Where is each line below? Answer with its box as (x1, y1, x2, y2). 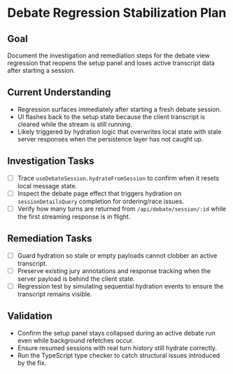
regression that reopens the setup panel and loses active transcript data (7, 59, 216, 67)
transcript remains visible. (17, 289, 92, 298)
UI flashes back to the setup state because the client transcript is (17, 112, 206, 120)
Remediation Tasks (7, 233, 92, 244)
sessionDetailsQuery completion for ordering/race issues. (17, 197, 184, 205)
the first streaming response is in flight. (17, 212, 131, 221)
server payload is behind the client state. (17, 275, 135, 283)
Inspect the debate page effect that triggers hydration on (17, 189, 182, 198)
